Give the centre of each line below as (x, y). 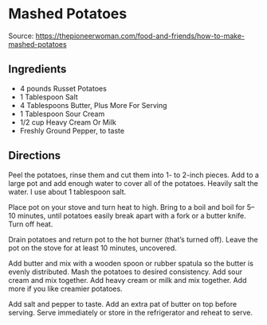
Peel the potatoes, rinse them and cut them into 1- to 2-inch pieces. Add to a (133, 175)
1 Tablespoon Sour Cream (62, 114)
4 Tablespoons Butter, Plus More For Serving (93, 105)
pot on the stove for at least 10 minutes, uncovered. (92, 248)
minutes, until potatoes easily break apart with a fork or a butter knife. (132, 215)
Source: (21, 36)
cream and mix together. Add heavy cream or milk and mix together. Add (128, 280)
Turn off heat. (31, 224)
